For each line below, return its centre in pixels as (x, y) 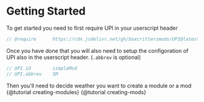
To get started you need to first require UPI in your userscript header (92, 28)
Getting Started (46, 11)
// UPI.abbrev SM (32, 74)
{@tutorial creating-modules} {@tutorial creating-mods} (76, 92)
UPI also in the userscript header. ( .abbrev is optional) (74, 57)
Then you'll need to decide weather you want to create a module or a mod (99, 86)
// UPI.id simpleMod (42, 68)
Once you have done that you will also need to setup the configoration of (97, 50)
